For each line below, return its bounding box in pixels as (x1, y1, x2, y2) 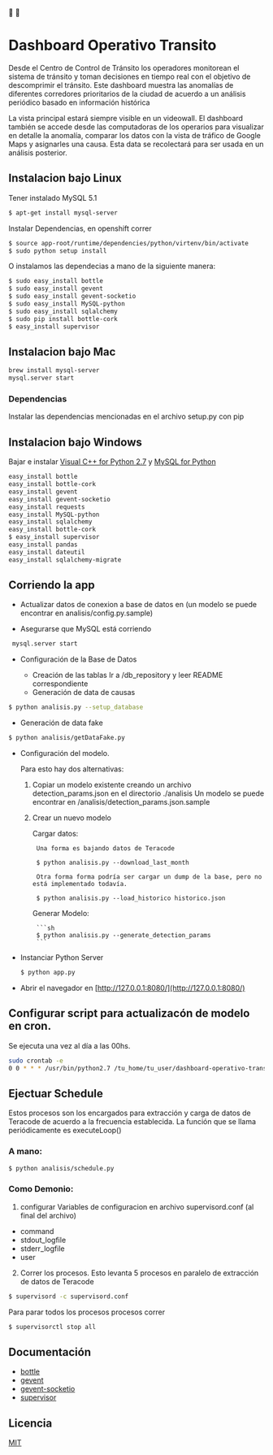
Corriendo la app (8, 578, 95, 593)
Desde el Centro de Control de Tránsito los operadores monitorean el (8, 63, 240, 72)
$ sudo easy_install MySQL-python (8, 300, 126, 308)
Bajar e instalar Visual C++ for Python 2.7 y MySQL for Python (8, 457, 217, 467)
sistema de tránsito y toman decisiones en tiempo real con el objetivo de (8, 72, 251, 81)
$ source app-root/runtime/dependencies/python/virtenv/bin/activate (8, 239, 249, 247)
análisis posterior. (8, 147, 67, 158)
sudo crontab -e (8, 1057, 63, 1065)
